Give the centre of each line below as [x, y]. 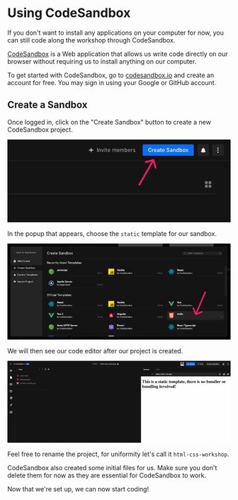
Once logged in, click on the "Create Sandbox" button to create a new [109, 122]
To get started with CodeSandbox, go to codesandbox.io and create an [111, 75]
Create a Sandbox [47, 105]
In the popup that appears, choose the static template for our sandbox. [112, 233]
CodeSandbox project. [40, 130]
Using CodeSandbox [69, 13]
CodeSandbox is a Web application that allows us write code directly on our [118, 54]
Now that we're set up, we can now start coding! [78, 489]
